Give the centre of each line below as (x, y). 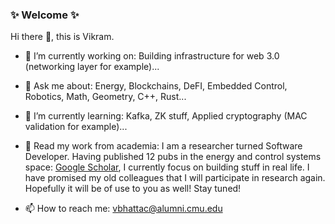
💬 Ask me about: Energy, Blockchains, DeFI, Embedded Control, (156, 86)
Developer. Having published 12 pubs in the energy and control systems (173, 157)
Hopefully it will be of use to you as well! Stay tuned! (133, 189)
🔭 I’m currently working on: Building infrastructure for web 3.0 (152, 56)
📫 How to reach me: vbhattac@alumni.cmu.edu (123, 209)
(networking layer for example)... (92, 67)
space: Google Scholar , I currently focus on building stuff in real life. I (167, 167)
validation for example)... (76, 127)
